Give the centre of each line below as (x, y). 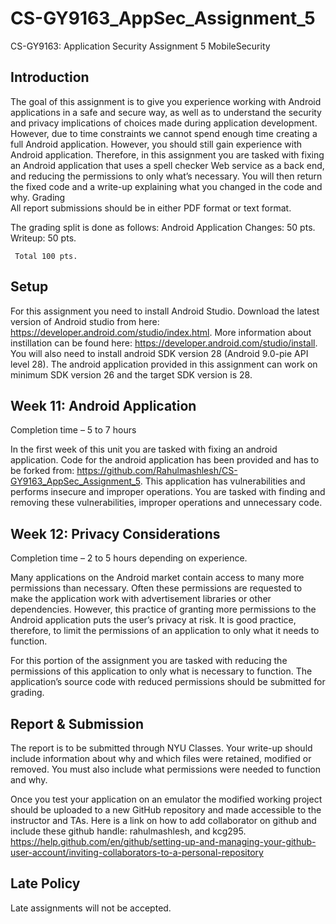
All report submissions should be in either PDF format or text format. (151, 208)
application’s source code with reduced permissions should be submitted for (168, 682)
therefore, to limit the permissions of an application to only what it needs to (165, 631)
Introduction (50, 77)
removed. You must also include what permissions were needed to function (165, 769)
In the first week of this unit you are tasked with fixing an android (144, 449)
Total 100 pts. (46, 256)
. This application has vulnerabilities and (222, 481)
